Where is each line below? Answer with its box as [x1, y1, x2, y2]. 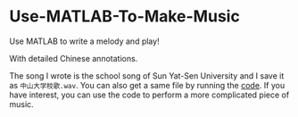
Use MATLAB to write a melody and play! [9, 36, 160, 46]
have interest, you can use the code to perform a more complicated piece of [9, 89, 290, 100]
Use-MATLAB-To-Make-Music [9, 6, 241, 27]
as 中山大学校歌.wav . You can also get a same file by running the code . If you [9, 79, 286, 90]
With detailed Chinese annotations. [9, 53, 138, 63]
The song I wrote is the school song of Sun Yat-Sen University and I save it [9, 70, 285, 81]
